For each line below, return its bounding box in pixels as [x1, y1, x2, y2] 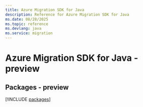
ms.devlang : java [5, 26, 42, 31]
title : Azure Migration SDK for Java [5, 7, 85, 13]
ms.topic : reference [5, 21, 49, 27]
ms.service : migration [5, 31, 53, 36]
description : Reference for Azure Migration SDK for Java [5, 12, 129, 17]
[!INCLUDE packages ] [5, 96, 51, 102]
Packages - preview [5, 83, 69, 91]
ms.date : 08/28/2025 [5, 17, 49, 22]
